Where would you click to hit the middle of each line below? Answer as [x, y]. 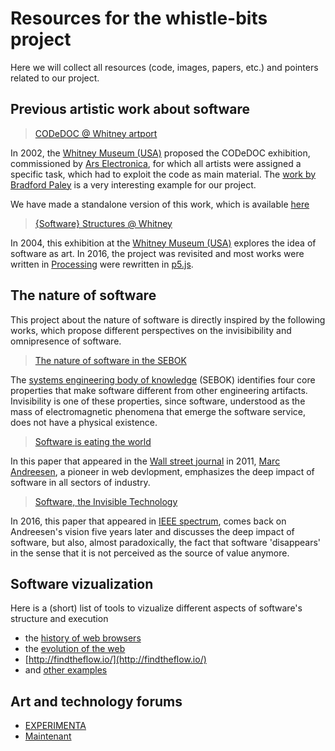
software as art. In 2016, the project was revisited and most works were [157, 253]
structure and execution [59, 619]
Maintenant [48, 736]
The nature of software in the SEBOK [110, 360]
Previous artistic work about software [130, 109]
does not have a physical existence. [84, 422]
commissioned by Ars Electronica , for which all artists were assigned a [156, 163]
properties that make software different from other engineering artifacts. [159, 390]
